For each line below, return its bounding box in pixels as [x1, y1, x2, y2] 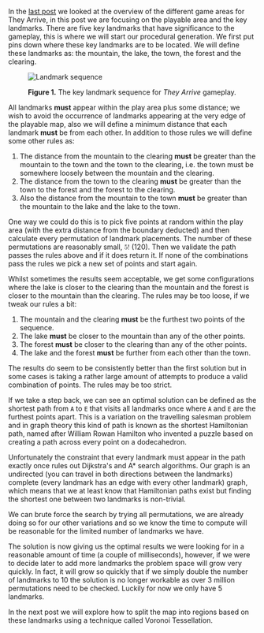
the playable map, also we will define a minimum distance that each [8, 120, 228, 128]
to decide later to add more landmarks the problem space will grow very [8, 559, 243, 568]
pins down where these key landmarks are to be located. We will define [8, 40, 240, 50]
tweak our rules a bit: [8, 300, 77, 308]
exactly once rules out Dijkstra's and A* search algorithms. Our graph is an [8, 461, 251, 470]
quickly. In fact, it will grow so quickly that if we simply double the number [8, 567, 248, 576]
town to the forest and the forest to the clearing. [19, 185, 176, 194]
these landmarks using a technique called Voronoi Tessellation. [8, 616, 213, 625]
